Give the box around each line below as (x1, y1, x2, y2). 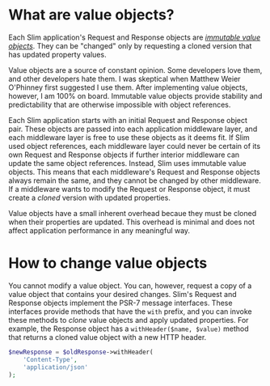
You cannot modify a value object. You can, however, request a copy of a (8, 281, 252, 291)
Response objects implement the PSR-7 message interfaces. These (8, 298, 233, 308)
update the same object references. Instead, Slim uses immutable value (8, 158, 247, 168)
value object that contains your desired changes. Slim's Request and (8, 289, 237, 299)
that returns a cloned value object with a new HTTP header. (8, 332, 207, 341)
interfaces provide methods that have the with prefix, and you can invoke (8, 306, 252, 316)
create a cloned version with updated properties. (8, 193, 171, 202)
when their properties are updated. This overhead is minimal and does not (8, 217, 255, 227)
